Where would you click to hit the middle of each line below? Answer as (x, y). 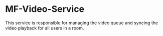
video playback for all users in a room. (45, 28)
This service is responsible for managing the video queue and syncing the (82, 23)
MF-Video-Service (45, 9)
